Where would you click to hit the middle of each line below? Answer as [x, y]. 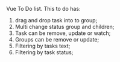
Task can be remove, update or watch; [63, 33]
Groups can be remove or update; [57, 39]
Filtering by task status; [44, 52]
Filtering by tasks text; [43, 46]
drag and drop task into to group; [56, 20]
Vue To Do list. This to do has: [43, 9]
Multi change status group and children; [65, 27]
